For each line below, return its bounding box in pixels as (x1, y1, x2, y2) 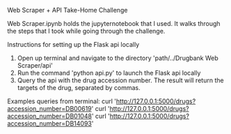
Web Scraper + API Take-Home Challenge (7, 6, 128, 14)
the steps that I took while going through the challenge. (7, 27, 166, 35)
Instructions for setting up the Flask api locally (7, 40, 140, 48)
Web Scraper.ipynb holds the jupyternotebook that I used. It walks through (7, 20, 221, 27)
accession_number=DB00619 (7, 105, 92, 112)
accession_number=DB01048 (7, 112, 93, 120)
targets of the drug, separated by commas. (17, 84, 141, 91)
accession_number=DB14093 (7, 119, 92, 128)
